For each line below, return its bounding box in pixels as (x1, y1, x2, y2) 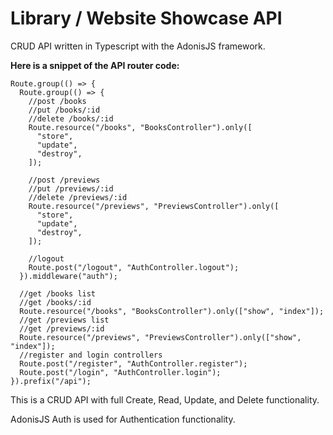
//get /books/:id (19, 297, 92, 307)
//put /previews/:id (28, 183, 114, 194)
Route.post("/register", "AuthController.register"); (19, 358, 248, 369)
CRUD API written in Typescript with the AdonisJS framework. (10, 40, 266, 52)
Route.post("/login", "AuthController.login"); (19, 367, 222, 377)
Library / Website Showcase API (10, 7, 283, 30)
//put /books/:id (28, 105, 101, 115)
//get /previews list (19, 315, 110, 325)
